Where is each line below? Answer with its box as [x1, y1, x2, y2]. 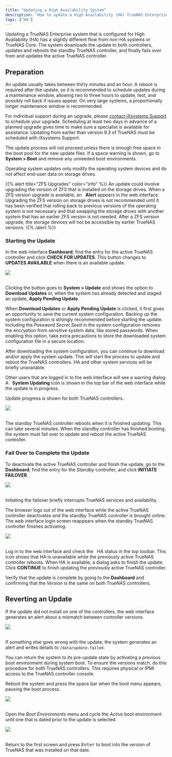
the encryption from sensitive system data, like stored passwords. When [5, 328, 158, 334]
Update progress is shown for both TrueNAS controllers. [5, 395, 124, 401]
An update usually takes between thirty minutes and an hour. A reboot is [5, 81, 158, 88]
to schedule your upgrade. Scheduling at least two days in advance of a [5, 118, 157, 125]
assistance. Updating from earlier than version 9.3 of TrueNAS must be [5, 129, 155, 136]
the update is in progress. [5, 385, 59, 392]
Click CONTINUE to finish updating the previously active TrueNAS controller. [5, 564, 167, 570]
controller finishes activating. [5, 523, 67, 529]
